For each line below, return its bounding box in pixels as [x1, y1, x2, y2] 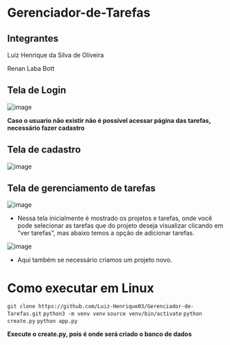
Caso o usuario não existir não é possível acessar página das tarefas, [7, 116, 211, 124]
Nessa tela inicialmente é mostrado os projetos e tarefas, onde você [17, 214, 213, 223]
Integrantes [7, 33, 59, 44]
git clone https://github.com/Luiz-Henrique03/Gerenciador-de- [7, 303, 195, 310]
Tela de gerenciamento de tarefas [7, 183, 156, 194]
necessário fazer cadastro [7, 124, 85, 132]
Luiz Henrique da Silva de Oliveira [7, 51, 104, 59]
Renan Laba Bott [7, 65, 55, 72]
